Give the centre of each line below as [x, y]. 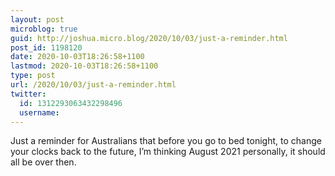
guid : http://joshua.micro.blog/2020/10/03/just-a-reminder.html [149, 38]
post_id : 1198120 [46, 47]
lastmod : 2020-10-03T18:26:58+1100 [84, 66]
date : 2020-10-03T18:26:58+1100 [77, 57]
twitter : [28, 94]
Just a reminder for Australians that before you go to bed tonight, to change [166, 141]
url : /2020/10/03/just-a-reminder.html [93, 85]
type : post [33, 76]
